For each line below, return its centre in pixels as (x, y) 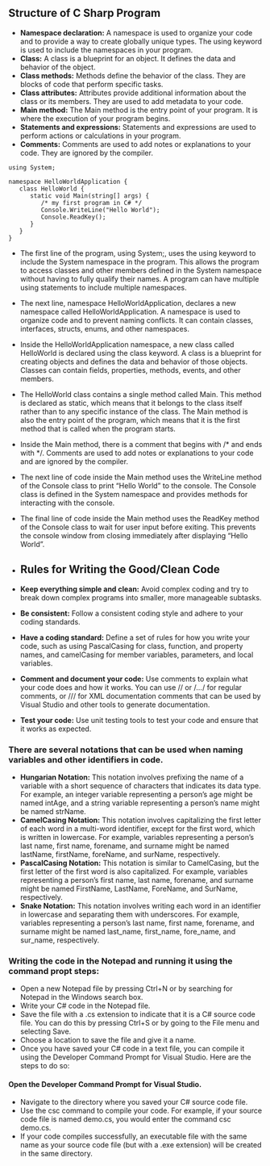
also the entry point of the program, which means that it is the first (130, 420)
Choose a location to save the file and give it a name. (108, 1040)
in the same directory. (56, 1154)
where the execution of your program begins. (95, 118)
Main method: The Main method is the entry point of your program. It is (139, 110)
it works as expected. (56, 729)
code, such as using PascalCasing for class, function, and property (131, 646)
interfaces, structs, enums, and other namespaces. (104, 328)
